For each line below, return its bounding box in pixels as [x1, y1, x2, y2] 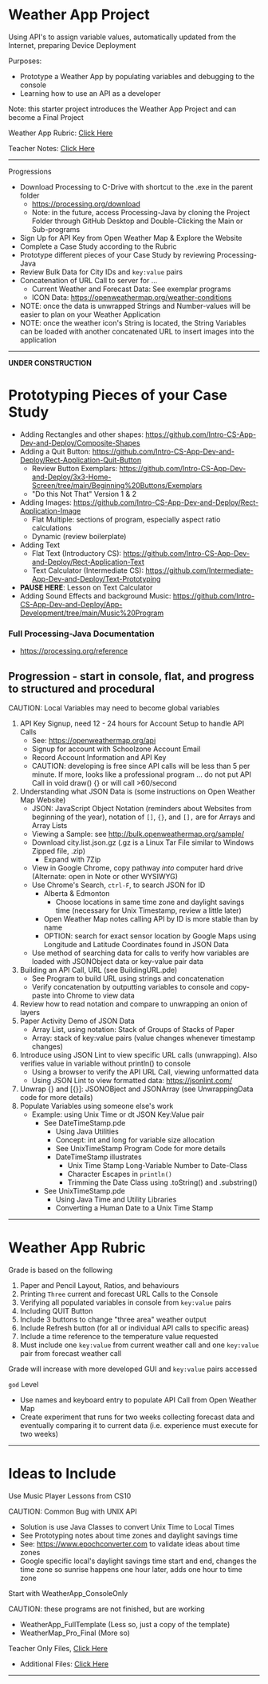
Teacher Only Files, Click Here [8, 1643, 108, 1653]
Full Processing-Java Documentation [8, 628, 155, 639]
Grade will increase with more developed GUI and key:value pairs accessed [8, 1364, 258, 1374]
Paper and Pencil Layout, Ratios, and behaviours [19, 1280, 179, 1290]
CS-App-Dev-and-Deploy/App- [19, 599, 123, 609]
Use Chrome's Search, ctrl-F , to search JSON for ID [31, 880, 206, 890]
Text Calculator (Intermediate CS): [31, 566, 144, 575]
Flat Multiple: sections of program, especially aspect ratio [31, 514, 221, 524]
